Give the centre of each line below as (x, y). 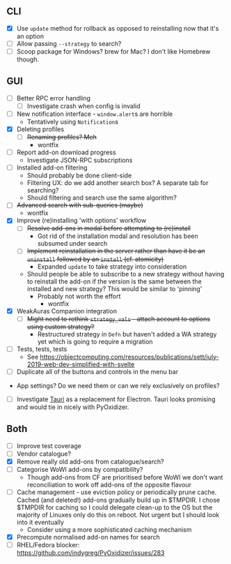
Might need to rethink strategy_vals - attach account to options (118, 319)
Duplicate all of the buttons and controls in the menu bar (97, 371)
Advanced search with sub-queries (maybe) (80, 205)
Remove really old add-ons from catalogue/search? (90, 461)
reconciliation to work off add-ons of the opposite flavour (109, 484)
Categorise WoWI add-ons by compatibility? (80, 469)
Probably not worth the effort (79, 296)
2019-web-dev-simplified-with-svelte (81, 364)
